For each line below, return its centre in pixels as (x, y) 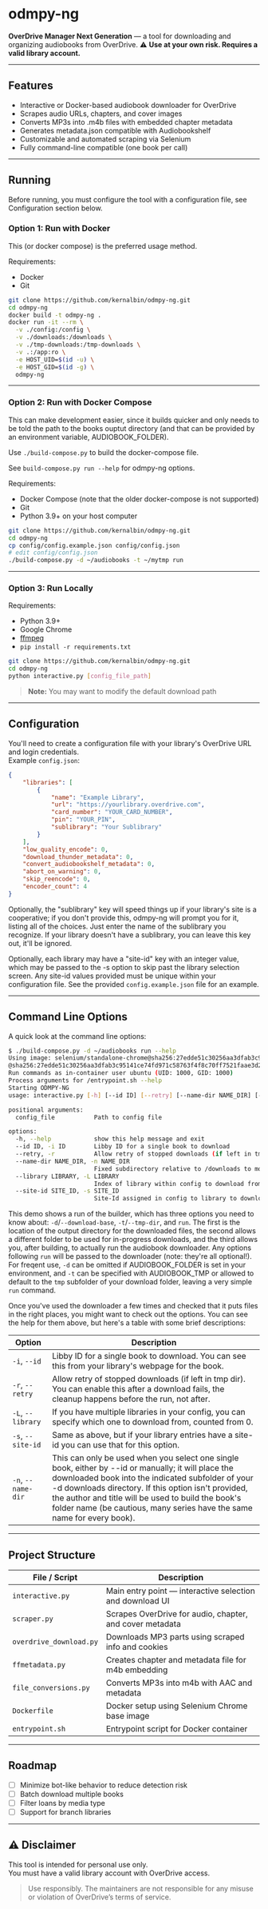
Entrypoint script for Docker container (177, 1729)
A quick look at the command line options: (77, 1036)
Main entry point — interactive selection (180, 1591)
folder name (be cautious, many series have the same (152, 1508)
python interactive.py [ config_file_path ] (80, 677)
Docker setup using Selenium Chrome (177, 1706)
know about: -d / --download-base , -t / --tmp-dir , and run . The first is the (124, 1222)
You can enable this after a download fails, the (138, 1389)
